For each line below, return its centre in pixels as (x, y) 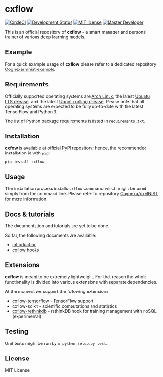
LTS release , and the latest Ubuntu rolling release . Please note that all (75, 101)
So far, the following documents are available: (51, 235)
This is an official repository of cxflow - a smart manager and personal (76, 32)
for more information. (26, 199)
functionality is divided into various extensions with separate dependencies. (81, 282)
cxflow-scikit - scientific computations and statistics (64, 306)
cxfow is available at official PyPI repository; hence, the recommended (76, 148)
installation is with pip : (27, 153)
